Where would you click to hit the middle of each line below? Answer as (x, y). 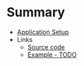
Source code (46, 47)
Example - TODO (52, 55)
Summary (36, 12)
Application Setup (43, 32)
